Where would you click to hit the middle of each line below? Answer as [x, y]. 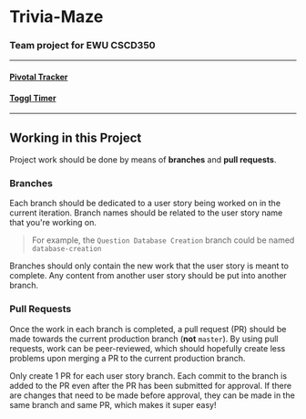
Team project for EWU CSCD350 [83, 46]
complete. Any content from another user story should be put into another [148, 276]
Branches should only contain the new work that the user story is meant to [149, 266]
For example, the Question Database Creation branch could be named [163, 240]
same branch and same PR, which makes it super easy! [113, 404]
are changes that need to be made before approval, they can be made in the [153, 395]
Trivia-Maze [56, 17]
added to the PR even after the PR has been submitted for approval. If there [151, 385]
